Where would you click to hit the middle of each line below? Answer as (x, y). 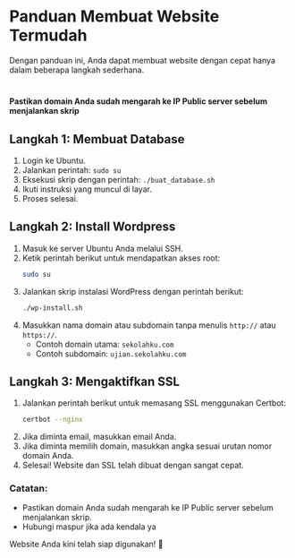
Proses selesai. (50, 198)
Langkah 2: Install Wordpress (93, 227)
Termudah (48, 35)
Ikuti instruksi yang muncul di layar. (87, 189)
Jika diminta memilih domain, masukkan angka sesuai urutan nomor (147, 446)
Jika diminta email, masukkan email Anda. (99, 437)
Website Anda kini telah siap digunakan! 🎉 (86, 545)
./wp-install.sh (52, 308)
